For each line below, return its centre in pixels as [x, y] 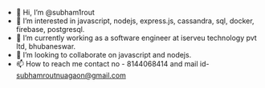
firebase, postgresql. [50, 29]
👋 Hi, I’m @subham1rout [55, 12]
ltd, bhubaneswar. [46, 46]
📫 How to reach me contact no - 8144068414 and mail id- [112, 64]
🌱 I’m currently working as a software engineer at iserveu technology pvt [136, 38]
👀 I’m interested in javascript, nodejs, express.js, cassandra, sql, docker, [135, 21]
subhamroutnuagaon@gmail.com [71, 75]
